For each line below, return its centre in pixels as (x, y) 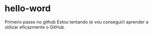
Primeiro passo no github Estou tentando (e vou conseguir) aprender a (77, 22)
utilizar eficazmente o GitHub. (35, 27)
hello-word (28, 8)
